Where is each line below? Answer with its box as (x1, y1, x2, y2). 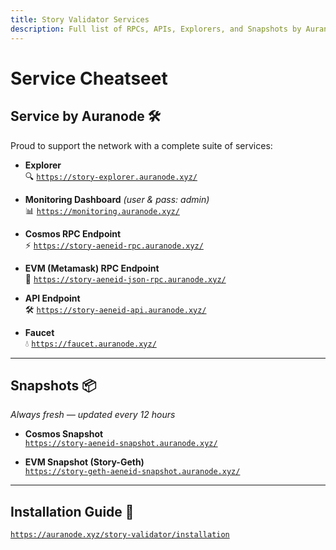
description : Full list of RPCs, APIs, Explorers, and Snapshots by (10, 24, 302, 34)
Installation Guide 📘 (10, 503, 135, 520)
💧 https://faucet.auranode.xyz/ (24, 337, 157, 349)
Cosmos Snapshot (24, 428, 104, 440)
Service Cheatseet (10, 67, 168, 90)
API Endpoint (24, 292, 81, 304)
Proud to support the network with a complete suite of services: (10, 139, 273, 151)
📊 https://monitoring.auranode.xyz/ (24, 204, 180, 216)
